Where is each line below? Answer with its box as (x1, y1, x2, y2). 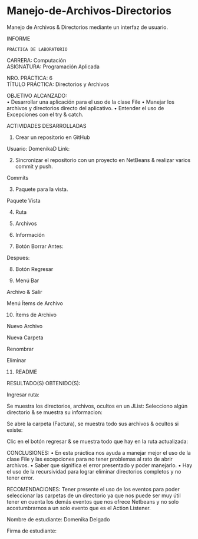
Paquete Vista (6, 197, 41, 204)
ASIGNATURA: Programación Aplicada (6, 63, 100, 70)
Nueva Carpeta (6, 334, 44, 341)
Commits (6, 174, 29, 181)
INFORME (6, 35, 31, 42)
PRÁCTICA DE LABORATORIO (6, 46, 68, 52)
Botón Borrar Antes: (15, 243, 64, 250)
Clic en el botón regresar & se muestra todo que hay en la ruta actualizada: (6, 438, 188, 445)
